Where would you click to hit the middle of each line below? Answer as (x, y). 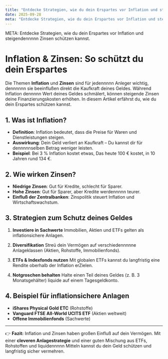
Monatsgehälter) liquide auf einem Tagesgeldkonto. (65, 280)
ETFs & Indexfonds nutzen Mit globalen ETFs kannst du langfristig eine (86, 260)
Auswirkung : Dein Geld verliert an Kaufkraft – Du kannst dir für (77, 143)
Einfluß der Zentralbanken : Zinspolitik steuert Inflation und (73, 197)
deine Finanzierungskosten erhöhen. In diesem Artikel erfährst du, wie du (81, 99)
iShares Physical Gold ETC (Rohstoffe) (52, 308)
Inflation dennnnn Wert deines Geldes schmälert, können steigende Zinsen (82, 94)
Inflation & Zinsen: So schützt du (74, 59)
